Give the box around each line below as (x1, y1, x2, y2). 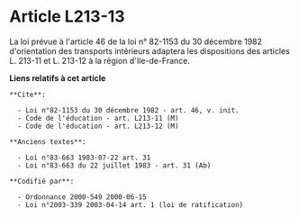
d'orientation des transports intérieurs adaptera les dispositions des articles (9, 45, 290, 56)
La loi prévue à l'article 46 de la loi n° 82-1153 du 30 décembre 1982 (9, 36, 263, 47)
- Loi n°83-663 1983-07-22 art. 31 (17, 153, 151, 162)
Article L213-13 (9, 6, 125, 27)
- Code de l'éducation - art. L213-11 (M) (17, 113, 179, 122)
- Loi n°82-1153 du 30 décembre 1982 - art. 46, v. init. (17, 105, 240, 114)
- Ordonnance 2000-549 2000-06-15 (17, 192, 147, 202)
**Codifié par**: (9, 176, 75, 185)
